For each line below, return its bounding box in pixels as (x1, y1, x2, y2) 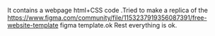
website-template (7, 21, 59, 29)
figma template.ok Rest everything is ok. (59, 21, 178, 29)
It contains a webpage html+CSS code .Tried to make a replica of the (7, 6, 209, 14)
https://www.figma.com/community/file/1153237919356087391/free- (7, 13, 207, 22)
